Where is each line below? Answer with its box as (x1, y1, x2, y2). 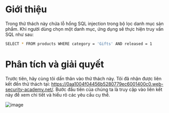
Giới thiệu (5, 4, 47, 15)
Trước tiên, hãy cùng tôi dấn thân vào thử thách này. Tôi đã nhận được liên (5, 75, 162, 81)
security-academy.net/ (5, 86, 53, 93)
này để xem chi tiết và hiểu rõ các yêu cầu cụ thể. (5, 92, 110, 98)
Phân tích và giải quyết (5, 59, 104, 70)
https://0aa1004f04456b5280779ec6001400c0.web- (51, 81, 164, 87)
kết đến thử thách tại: (5, 81, 50, 87)
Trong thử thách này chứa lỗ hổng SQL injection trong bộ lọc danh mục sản (5, 20, 164, 27)
